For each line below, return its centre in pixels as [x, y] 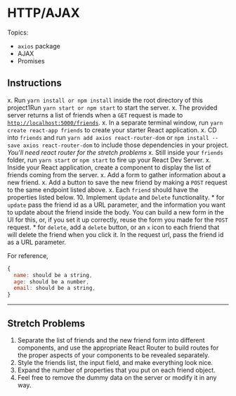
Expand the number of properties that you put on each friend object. [116, 370]
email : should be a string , [55, 288]
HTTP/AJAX [44, 13]
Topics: [18, 32]
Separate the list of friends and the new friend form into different [111, 340]
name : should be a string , [53, 275]
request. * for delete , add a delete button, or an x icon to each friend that [113, 227]
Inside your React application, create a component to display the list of [109, 167]
